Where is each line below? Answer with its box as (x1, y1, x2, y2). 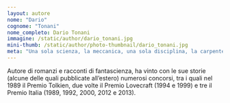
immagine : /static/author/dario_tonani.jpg (7, 35, 133, 42)
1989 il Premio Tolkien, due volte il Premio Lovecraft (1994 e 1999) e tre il (7, 81, 212, 89)
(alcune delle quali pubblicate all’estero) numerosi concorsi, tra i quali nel (7, 74, 213, 82)
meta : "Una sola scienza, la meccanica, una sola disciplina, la (7, 48, 197, 55)
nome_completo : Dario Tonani (7, 29, 90, 36)
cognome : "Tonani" (7, 23, 60, 29)
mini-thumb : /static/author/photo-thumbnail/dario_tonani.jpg (7, 42, 188, 48)
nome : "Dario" (7, 16, 48, 23)
